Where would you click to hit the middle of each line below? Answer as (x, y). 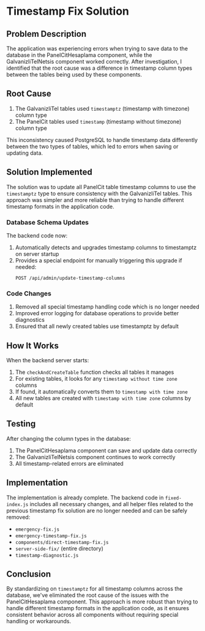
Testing (21, 424)
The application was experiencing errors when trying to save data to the (97, 48)
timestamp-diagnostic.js (47, 555)
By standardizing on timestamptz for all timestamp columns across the (95, 589)
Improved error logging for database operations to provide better (97, 313)
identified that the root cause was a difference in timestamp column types (99, 68)
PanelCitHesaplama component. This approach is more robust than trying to (102, 602)
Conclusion (29, 574)
